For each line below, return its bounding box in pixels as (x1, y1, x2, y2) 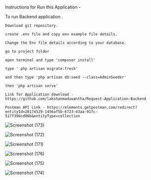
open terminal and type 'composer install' (5, 58, 96, 62)
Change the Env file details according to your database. (5, 40, 126, 45)
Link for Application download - (5, 92, 74, 97)
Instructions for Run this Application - (5, 4, 81, 10)
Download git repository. (5, 23, 58, 28)
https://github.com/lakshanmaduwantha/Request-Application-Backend (5, 96, 147, 101)
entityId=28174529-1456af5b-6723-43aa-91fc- (5, 109, 98, 114)
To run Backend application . (5, 14, 63, 19)
